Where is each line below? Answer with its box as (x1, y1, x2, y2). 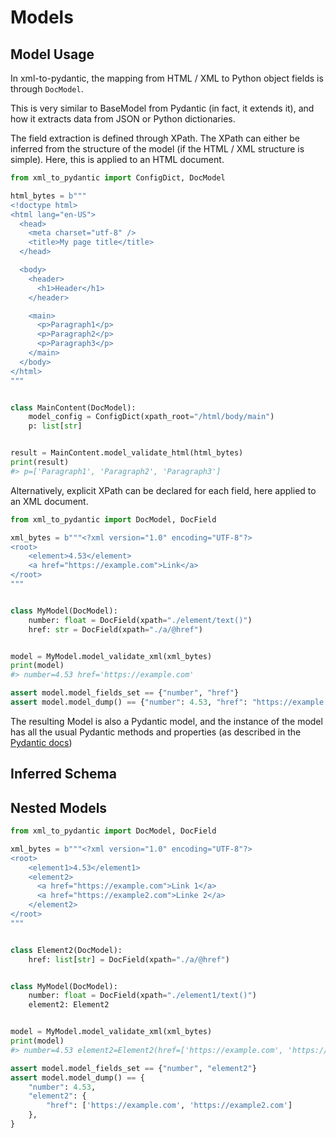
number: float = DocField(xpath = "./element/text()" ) (28, 615, 253, 625)
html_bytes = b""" (10, 191, 87, 201)
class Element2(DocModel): (10, 945, 123, 955)
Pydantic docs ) (10, 736, 73, 748)
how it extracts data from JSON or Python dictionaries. (10, 113, 236, 125)
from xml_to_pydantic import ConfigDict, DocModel (10, 173, 226, 183)
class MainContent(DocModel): (10, 402, 137, 413)
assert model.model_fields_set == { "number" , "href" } (10, 688, 240, 698)
